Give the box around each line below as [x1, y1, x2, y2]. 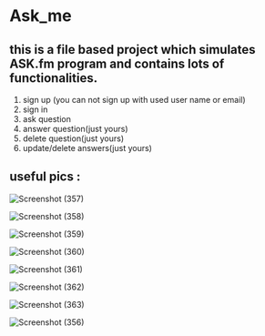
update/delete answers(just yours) [22, 143, 153, 153]
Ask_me [9, 5, 73, 26]
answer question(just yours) [22, 124, 129, 134]
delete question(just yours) [22, 133, 125, 144]
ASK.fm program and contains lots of [9, 56, 225, 71]
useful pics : [9, 169, 81, 185]
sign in [22, 104, 48, 115]
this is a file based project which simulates [9, 42, 257, 57]
